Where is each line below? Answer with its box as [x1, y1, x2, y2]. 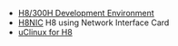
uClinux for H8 [17, 27, 73, 37]
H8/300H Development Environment [17, 8, 154, 18]
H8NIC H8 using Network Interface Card [17, 17, 170, 28]
